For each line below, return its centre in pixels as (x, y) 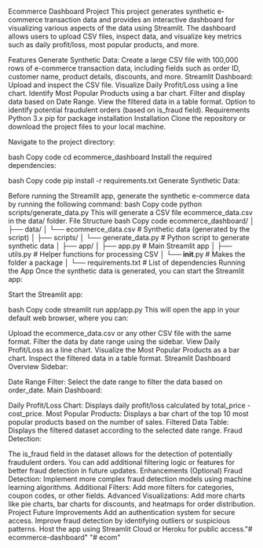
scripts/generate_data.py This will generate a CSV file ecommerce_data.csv (131, 212)
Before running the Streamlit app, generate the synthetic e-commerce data (129, 196)
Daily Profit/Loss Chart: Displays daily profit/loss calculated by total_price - (130, 405)
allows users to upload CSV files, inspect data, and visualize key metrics (125, 36)
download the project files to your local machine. (87, 126)
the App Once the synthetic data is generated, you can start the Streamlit (126, 271)
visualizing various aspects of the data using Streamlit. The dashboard (122, 28)
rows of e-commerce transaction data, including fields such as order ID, (124, 68)
